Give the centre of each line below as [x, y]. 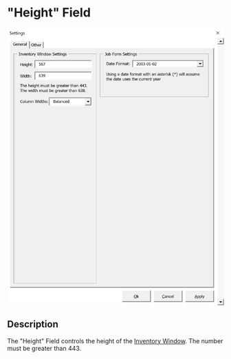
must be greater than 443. [44, 348]
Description [33, 324]
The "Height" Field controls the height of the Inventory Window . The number [115, 340]
